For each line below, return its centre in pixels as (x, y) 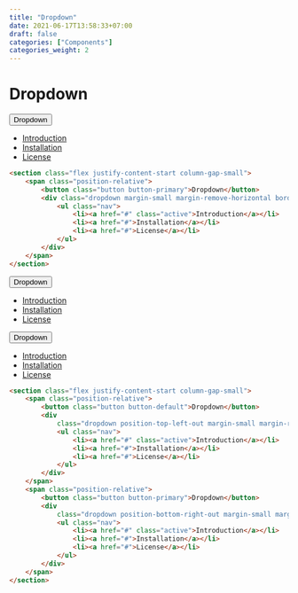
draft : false (33, 34)
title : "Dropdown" (43, 17)
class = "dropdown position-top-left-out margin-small (156, 424)
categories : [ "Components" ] (61, 42)
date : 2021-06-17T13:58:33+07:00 (71, 26)
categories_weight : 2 (49, 51)
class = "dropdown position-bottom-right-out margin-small (164, 514)
